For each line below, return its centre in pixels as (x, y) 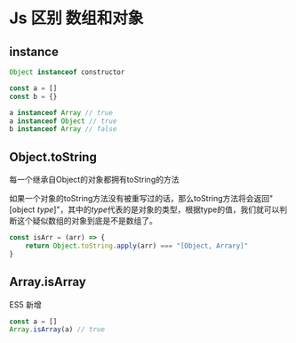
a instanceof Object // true (63, 121)
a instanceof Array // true (61, 112)
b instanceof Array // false (63, 129)
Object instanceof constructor (67, 72)
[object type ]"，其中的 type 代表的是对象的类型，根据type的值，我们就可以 (144, 209)
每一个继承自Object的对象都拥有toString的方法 (94, 180)
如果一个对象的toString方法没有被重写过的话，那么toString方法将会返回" (141, 199)
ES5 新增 (25, 305)
